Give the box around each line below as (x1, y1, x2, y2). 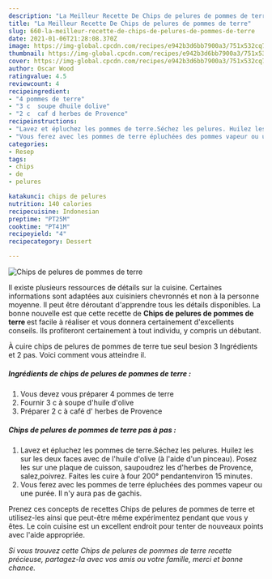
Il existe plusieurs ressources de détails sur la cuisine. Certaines (8, 283, 223, 292)
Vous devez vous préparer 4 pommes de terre (19, 388, 174, 398)
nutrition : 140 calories (8, 199, 92, 208)
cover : (8, 58, 31, 66)
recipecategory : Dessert (8, 238, 92, 246)
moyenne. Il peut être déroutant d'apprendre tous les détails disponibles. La (8, 300, 261, 309)
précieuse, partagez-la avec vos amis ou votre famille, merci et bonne (8, 554, 243, 564)
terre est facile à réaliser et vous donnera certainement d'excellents (8, 317, 235, 327)
